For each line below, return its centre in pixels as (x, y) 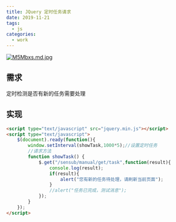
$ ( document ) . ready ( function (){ (56, 140)
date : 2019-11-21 (28, 18)
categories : (21, 34)
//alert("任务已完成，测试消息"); (88, 191)
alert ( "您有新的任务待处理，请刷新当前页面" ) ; (112, 179)
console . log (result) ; (76, 168)
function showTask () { (56, 157)
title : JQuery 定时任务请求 (39, 12)
